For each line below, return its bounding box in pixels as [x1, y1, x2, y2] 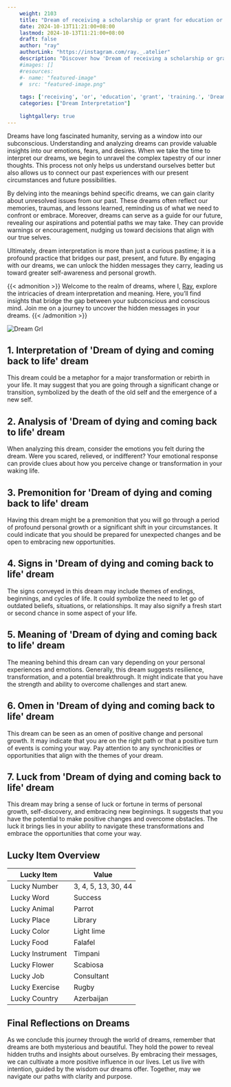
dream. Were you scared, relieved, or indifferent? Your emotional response [7, 452, 219, 460]
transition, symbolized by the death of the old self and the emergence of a [7, 388, 217, 397]
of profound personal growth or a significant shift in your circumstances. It [7, 523, 218, 531]
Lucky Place [10, 915, 50, 925]
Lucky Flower [10, 960, 54, 970]
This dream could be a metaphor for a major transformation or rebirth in [7, 373, 210, 382]
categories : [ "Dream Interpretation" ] [19, 100, 131, 107]
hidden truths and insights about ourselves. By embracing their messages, [7, 1050, 218, 1058]
